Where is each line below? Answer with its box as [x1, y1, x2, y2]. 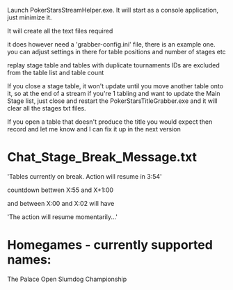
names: [7, 252, 51, 268]
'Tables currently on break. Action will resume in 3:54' [7, 172, 162, 180]
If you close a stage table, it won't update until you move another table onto [7, 82, 224, 90]
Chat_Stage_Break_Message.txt [7, 150, 197, 166]
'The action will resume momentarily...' [7, 212, 118, 221]
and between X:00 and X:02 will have [7, 199, 115, 207]
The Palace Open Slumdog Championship [7, 275, 127, 283]
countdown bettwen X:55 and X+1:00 [7, 186, 113, 194]
